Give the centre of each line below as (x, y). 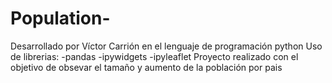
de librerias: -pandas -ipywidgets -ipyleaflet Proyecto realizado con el (154, 56)
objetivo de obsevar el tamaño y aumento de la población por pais (146, 67)
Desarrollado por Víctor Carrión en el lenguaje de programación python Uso (166, 46)
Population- (60, 18)
